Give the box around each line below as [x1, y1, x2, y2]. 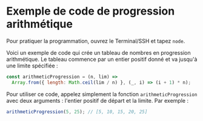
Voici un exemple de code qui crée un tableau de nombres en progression [6, 49, 191, 56]
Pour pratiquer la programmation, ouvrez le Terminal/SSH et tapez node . [6, 37, 185, 44]
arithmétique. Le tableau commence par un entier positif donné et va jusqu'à [6, 55, 198, 63]
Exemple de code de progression [6, 4, 175, 18]
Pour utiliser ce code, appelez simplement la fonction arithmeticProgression [6, 90, 198, 98]
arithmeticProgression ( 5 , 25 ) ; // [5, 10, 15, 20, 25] [6, 108, 148, 115]
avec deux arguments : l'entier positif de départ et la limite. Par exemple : [6, 97, 189, 104]
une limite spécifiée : [6, 62, 59, 69]
